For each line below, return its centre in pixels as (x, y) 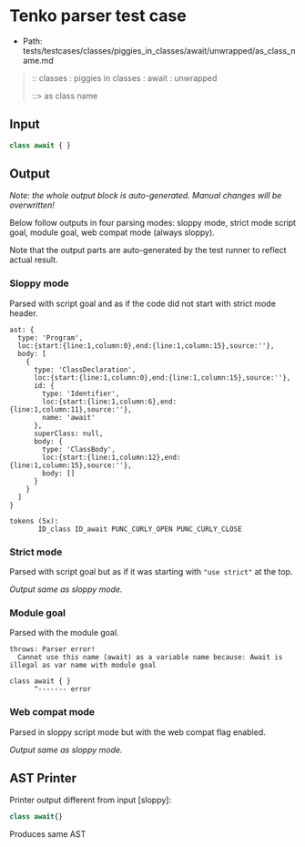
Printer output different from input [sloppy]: (90, 800)
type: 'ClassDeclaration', (85, 370)
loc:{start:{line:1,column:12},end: (112, 457)
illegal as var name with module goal (83, 666)
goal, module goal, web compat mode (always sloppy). (112, 232)
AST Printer (43, 778)
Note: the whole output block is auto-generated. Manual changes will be (146, 196)
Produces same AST (48, 834)
